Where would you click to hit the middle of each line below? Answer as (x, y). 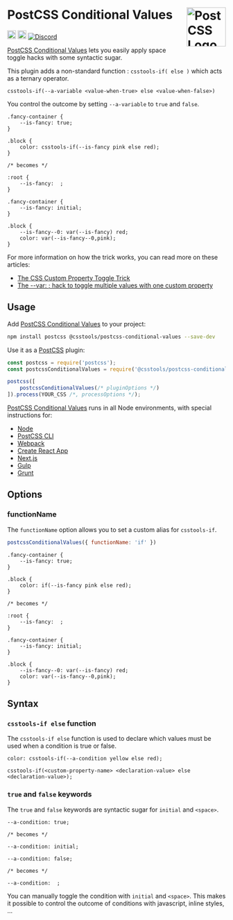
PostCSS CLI (35, 436)
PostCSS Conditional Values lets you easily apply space (87, 50)
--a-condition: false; (40, 859)
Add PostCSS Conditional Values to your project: (77, 324)
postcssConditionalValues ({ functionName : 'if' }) (82, 542)
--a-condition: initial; (43, 846)
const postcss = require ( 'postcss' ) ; (62, 362)
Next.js (27, 458)
